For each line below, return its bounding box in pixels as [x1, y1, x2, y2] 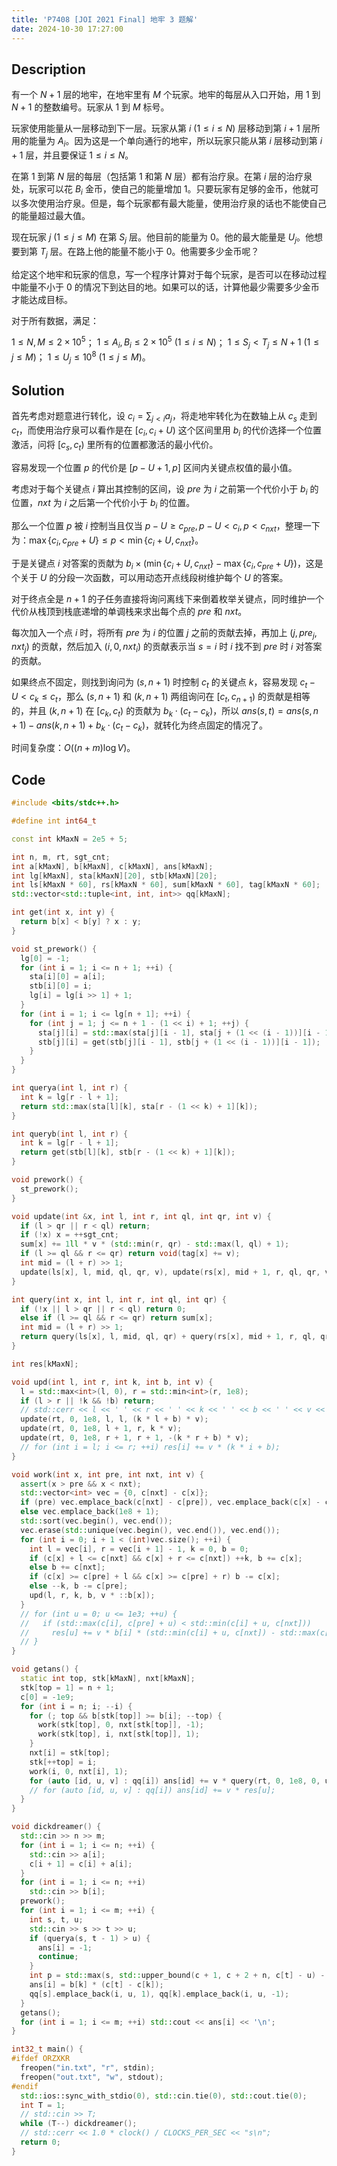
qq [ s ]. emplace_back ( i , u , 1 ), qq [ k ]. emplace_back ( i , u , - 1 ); [29, 1989, 290, 1999]
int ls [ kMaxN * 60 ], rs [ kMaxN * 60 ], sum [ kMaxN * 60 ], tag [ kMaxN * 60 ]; [11, 880, 321, 890]
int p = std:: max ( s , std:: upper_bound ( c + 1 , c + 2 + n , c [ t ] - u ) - [29, 1971, 326, 1981]
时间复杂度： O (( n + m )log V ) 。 [11, 742, 136, 754]
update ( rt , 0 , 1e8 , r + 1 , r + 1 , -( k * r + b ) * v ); [20, 1433, 249, 1443]
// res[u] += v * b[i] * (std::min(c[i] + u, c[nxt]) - [20, 1627, 276, 1638]
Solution [11, 382, 65, 399]
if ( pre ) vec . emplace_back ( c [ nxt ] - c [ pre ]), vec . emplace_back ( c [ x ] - [20, 1497, 321, 1508]
